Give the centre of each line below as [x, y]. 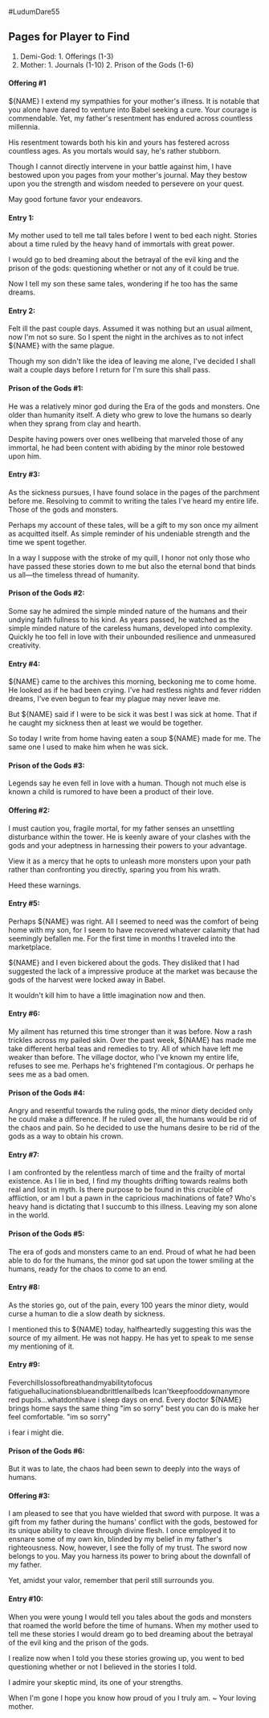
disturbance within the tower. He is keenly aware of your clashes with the [130, 837]
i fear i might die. [36, 1432]
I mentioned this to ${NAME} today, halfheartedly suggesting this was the [130, 1329]
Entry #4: [24, 664]
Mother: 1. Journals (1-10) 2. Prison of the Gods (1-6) [107, 64]
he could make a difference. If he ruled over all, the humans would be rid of [132, 1119]
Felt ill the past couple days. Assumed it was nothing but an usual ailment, [130, 328]
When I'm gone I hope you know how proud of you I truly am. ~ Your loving [132, 1698]
